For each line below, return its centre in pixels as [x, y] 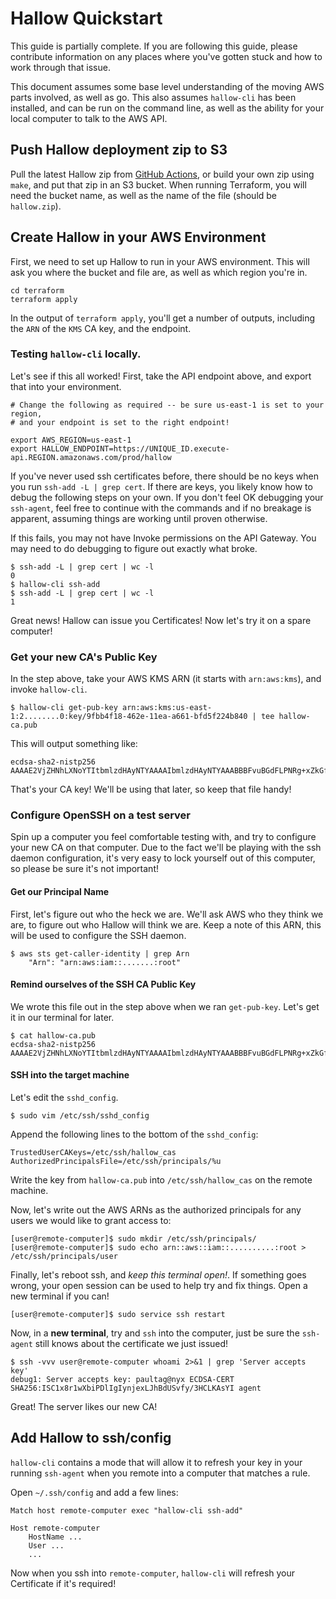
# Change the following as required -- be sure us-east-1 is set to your [167, 405]
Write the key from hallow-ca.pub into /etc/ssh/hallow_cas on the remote [161, 1180]
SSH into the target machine [70, 1075]
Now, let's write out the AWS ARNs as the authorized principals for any [156, 1210]
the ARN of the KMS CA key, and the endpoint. [101, 328]
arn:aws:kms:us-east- [167, 708]
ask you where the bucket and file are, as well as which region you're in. [159, 272]
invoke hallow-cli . [49, 689]
